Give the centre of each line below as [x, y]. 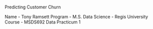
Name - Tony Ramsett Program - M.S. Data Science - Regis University [76, 17]
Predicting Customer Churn [33, 7]
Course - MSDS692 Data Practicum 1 [43, 22]
